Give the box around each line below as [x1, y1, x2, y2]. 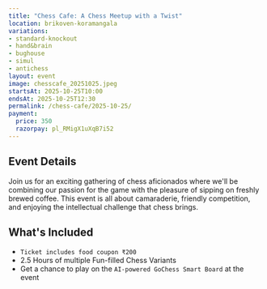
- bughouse [8, 49, 45, 57]
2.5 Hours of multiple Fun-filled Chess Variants [19, 256, 176, 266]
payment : [8, 110, 38, 118]
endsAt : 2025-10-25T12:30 [8, 95, 95, 103]
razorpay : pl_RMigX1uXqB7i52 [15, 125, 114, 133]
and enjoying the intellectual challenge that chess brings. [8, 202, 198, 211]
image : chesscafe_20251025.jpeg [8, 79, 117, 87]
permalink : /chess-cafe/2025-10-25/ [8, 102, 132, 110]
